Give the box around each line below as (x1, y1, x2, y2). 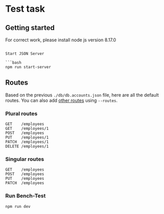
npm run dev (5, 204, 31, 209)
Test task (5, 3, 45, 15)
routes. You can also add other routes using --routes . (5, 97, 118, 103)
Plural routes (5, 110, 38, 117)
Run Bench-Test (5, 192, 46, 199)
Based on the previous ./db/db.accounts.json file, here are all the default (5, 92, 159, 98)
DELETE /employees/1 (5, 144, 49, 149)
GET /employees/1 (5, 126, 49, 131)
